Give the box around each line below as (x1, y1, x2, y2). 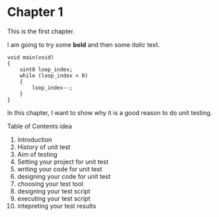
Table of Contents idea (7, 122, 73, 130)
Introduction (17, 135, 53, 144)
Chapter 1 (7, 4, 64, 20)
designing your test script (17, 186, 91, 195)
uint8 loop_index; (19, 66, 73, 73)
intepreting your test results (17, 202, 96, 210)
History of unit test (17, 143, 71, 151)
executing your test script (17, 194, 91, 202)
